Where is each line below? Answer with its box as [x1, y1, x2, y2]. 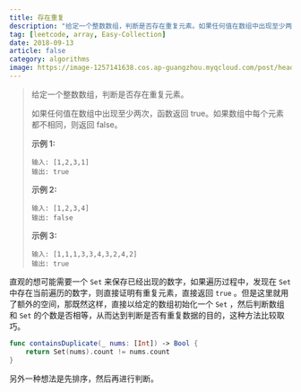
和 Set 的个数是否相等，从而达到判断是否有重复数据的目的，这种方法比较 [9, 309, 278, 320]
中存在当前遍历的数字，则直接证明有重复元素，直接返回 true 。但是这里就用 [9, 287, 289, 298]
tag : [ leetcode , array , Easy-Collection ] [9, 30, 167, 39]
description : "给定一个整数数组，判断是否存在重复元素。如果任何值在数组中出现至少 [9, 22, 286, 30]
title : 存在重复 [9, 13, 64, 22]
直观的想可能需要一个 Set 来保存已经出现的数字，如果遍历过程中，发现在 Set [9, 275, 291, 287]
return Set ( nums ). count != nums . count [25, 347, 170, 356]
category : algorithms [9, 55, 90, 64]
